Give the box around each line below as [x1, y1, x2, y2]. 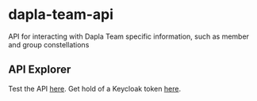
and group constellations [8, 39, 90, 49]
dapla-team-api [8, 6, 113, 24]
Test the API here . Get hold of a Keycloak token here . [8, 84, 181, 93]
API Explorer [8, 63, 71, 77]
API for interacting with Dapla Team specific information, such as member [8, 32, 250, 41]
